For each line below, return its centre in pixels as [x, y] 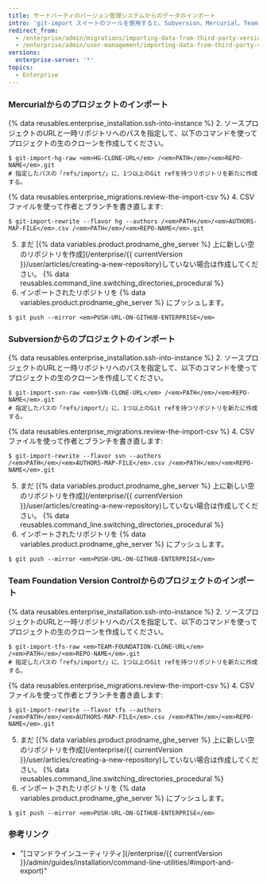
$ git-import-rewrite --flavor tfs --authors [85, 710]
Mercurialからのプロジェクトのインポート [88, 104]
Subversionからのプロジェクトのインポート [92, 339]
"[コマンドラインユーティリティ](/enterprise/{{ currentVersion [121, 853]
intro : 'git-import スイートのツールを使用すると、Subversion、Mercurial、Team [133, 23]
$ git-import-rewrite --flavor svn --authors [85, 456]
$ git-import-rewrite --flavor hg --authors [83, 221]
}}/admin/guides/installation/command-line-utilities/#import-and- [127, 862]
